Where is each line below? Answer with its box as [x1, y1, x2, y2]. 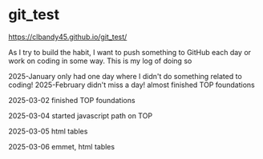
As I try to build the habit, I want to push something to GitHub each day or [8, 47, 251, 57]
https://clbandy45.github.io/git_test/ [8, 32, 127, 42]
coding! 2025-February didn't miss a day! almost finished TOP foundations [8, 80, 255, 89]
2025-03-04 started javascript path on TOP [8, 110, 153, 121]
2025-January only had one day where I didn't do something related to [8, 71, 242, 81]
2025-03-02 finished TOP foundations [8, 95, 136, 105]
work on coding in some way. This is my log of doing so [8, 56, 192, 66]
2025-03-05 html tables [8, 126, 88, 136]
